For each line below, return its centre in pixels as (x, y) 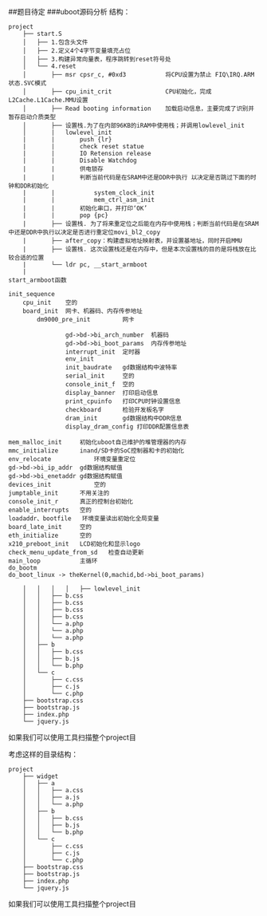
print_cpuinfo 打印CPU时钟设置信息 (123, 401)
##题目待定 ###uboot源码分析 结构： (69, 12)
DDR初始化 (34, 186)
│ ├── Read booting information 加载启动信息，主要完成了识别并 (139, 109)
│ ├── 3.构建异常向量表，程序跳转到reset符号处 (97, 59)
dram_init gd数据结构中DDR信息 (124, 418)
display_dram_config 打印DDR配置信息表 (127, 427)
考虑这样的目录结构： (43, 754)
